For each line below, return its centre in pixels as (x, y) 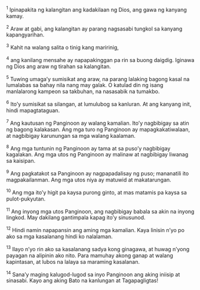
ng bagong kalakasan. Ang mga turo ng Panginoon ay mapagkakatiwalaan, (98, 129)
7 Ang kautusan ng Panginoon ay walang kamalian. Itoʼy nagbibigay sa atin (98, 122)
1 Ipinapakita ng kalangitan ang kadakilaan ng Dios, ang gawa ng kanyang (96, 9)
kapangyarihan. (25, 35)
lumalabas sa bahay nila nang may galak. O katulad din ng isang (85, 85)
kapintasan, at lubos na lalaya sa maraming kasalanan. (73, 261)
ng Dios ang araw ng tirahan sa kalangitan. (59, 66)
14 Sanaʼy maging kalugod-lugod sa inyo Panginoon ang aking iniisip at (93, 274)
